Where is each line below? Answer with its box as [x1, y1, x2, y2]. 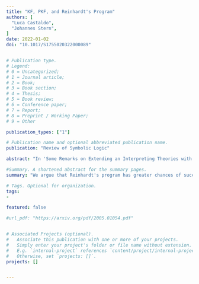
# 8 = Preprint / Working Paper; [6, 113, 89, 119]
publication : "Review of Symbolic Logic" [6, 145, 110, 151]
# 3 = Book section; [6, 85, 57, 91]
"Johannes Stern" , [11, 25, 57, 31]
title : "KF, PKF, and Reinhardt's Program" [6, 8, 115, 15]
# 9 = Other [6, 118, 36, 125]
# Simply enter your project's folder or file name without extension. [6, 242, 192, 248]
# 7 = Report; [6, 107, 41, 113]
